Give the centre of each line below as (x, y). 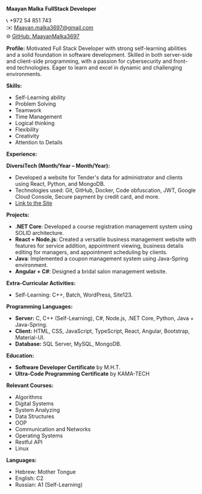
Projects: (18, 215)
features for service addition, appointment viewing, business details (99, 246)
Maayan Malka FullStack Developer (51, 9)
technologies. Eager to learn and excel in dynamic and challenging (99, 68)
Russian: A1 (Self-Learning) (49, 485)
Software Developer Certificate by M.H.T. (68, 367)
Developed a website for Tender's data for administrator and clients (99, 177)
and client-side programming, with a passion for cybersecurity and (89, 61)
